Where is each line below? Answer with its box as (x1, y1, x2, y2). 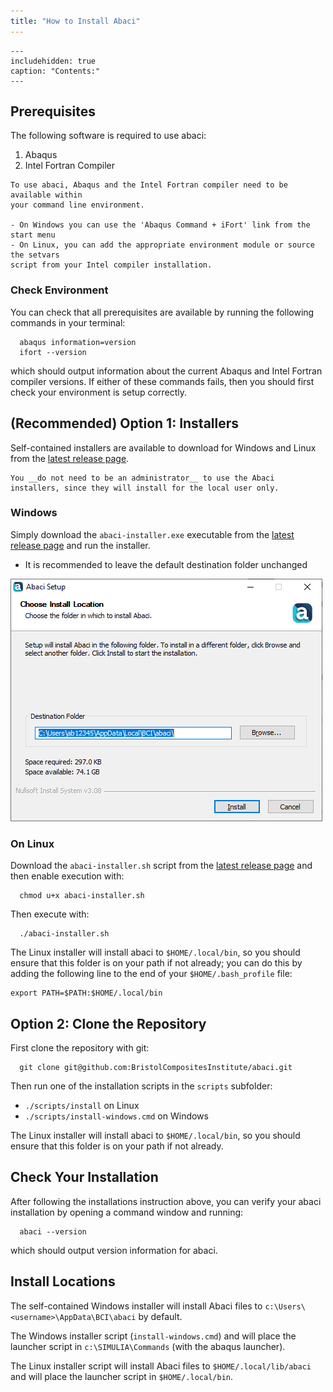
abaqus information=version (19, 337, 137, 347)
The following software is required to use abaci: (10, 130, 207, 142)
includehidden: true (10, 56, 97, 66)
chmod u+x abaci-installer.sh (19, 891, 145, 901)
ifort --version (19, 347, 87, 357)
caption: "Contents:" (10, 66, 101, 76)
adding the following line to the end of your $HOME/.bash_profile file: (10, 968, 293, 980)
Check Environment (10, 283, 109, 297)
